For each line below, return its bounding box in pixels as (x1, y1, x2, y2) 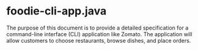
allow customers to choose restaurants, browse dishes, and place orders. (6, 37, 191, 44)
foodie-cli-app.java (6, 4, 107, 18)
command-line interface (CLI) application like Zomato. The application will (6, 30, 193, 37)
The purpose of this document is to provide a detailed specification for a (6, 24, 189, 31)
